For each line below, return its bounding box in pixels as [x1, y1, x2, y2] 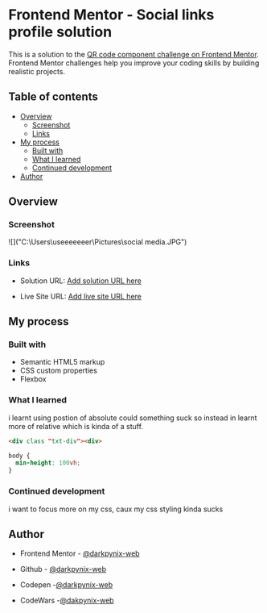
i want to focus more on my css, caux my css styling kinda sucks [8, 504, 224, 514]
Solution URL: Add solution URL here [19, 276, 142, 286]
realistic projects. [8, 66, 66, 76]
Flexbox [19, 374, 47, 384]
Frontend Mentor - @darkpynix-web [19, 548, 140, 558]
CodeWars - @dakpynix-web [19, 595, 114, 606]
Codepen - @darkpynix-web [19, 580, 113, 590]
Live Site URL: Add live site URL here [19, 291, 142, 301]
